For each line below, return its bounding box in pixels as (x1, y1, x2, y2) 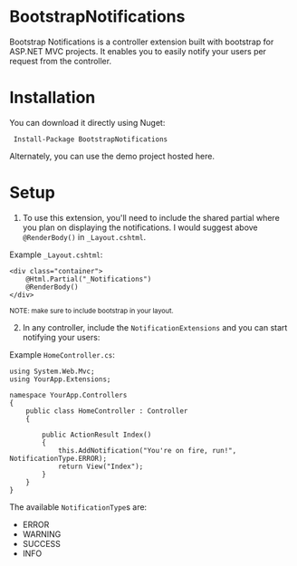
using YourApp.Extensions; (9, 374, 111, 384)
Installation (9, 88, 96, 108)
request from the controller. (9, 55, 111, 66)
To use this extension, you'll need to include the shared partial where (22, 212, 281, 223)
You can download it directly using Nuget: (9, 117, 166, 128)
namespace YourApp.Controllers (9, 390, 128, 399)
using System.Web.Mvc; (9, 367, 95, 376)
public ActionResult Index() (42, 430, 152, 439)
